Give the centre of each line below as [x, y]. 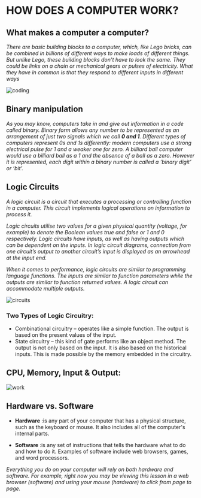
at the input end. [27, 258]
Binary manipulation [45, 109]
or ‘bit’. [15, 168]
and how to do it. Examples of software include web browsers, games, [101, 451]
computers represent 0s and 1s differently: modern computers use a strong [99, 143]
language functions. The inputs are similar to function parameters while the [99, 276]
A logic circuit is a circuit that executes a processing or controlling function [99, 201]
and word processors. [42, 458]
